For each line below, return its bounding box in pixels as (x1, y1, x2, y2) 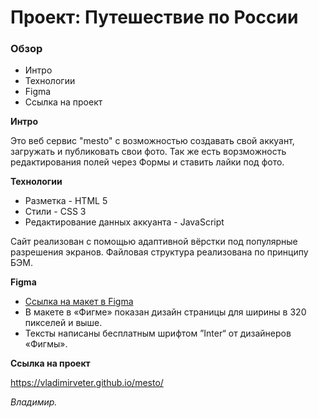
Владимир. (10, 396, 58, 408)
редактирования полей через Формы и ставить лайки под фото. (10, 156, 285, 168)
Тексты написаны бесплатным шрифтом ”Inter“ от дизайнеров (24, 327, 292, 340)
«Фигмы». (24, 338, 68, 350)
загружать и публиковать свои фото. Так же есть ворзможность (10, 146, 287, 158)
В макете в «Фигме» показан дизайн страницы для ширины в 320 (24, 306, 307, 318)
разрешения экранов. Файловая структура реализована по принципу (10, 246, 309, 258)
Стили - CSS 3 (24, 206, 87, 218)
